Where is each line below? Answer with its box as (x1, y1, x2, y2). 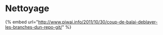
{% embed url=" (5, 19, 39, 25)
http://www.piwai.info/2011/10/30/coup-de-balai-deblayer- (38, 19, 158, 25)
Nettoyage (5, 3, 50, 14)
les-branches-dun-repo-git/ (5, 24, 62, 30)
